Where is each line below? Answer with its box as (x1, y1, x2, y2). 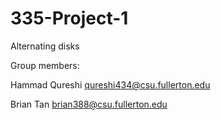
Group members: (10, 59, 80, 71)
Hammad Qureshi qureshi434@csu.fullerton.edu (10, 78, 211, 91)
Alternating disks (10, 40, 80, 52)
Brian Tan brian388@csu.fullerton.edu (10, 98, 168, 110)
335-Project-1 (10, 7, 129, 30)
